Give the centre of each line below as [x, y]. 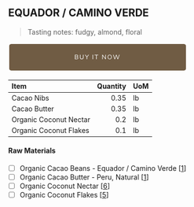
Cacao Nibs [30, 98]
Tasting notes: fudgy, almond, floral [85, 31]
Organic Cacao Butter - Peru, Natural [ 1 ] [84, 177]
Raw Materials [32, 151]
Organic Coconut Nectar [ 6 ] [64, 186]
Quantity [112, 87]
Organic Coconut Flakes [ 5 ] [64, 195]
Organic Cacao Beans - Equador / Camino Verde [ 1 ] [103, 168]
